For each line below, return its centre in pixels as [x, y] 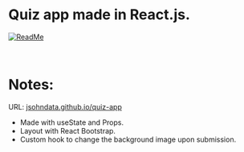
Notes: [31, 85]
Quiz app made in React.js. [100, 15]
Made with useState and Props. [72, 122]
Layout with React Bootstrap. [68, 130]
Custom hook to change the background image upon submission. [128, 139]
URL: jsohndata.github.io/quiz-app [65, 106]
